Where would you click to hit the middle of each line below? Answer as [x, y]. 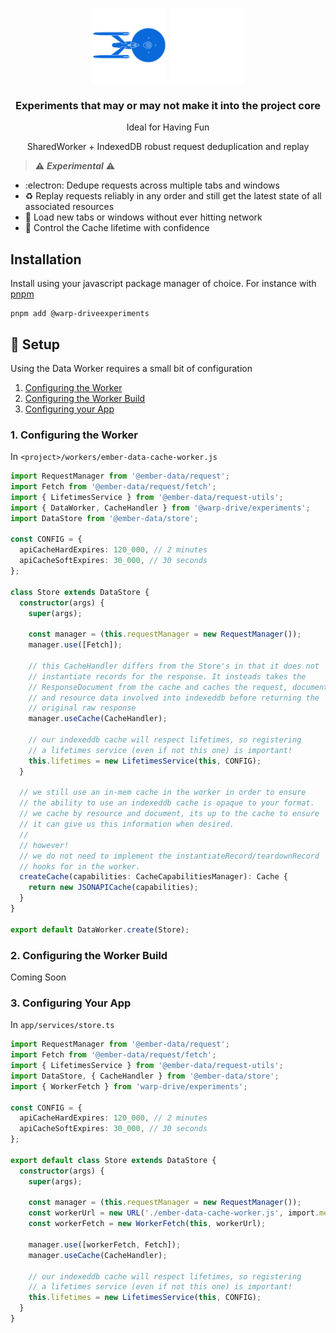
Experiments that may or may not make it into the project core [168, 105]
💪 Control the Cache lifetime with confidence [117, 228]
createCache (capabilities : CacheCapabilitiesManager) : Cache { [153, 877]
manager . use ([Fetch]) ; [75, 645]
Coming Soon [38, 977]
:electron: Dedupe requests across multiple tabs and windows [152, 185]
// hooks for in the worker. [80, 866]
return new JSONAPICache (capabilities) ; [113, 888]
